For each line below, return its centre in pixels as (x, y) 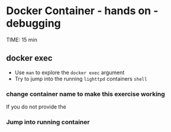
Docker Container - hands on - (82, 11)
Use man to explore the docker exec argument (70, 72)
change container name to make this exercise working (86, 94)
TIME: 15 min (22, 39)
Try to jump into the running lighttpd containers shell (81, 78)
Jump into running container (48, 122)
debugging (33, 23)
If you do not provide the (36, 107)
